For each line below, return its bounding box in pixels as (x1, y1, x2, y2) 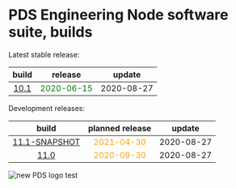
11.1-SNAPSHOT (12, 136, 81, 147)
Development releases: (8, 103, 86, 113)
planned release (87, 122, 152, 134)
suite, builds (8, 23, 93, 41)
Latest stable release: (8, 49, 80, 59)
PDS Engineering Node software (8, 6, 229, 24)
